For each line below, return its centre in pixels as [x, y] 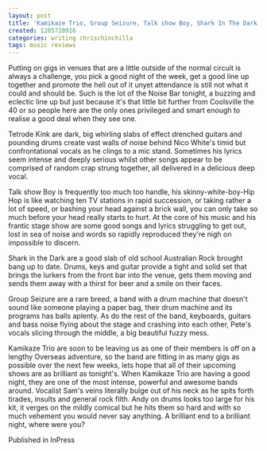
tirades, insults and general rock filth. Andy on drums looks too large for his [132, 399]
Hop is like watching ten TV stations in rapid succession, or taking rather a [130, 201]
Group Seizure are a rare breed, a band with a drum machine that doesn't [128, 299]
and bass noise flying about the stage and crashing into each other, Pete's [130, 324]
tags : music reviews [43, 45]
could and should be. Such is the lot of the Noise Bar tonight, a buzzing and [132, 93]
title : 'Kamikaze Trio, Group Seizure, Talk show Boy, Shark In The [124, 23]
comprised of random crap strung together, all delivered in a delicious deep [132, 168]
